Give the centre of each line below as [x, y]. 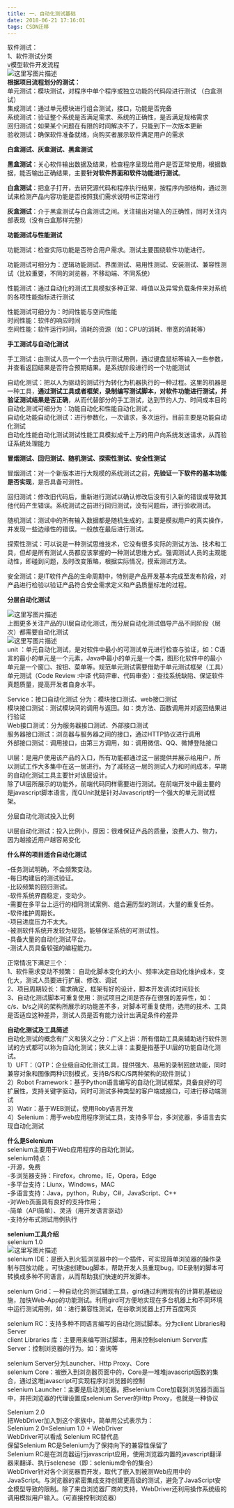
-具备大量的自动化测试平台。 [48, 939]
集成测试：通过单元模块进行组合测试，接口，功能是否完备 [89, 108]
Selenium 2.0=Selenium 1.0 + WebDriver [65, 1428]
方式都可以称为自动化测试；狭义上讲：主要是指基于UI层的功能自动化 [117, 1047]
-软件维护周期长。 [33, 913]
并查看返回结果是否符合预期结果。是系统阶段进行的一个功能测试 [99, 368]
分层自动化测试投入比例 [41, 816]
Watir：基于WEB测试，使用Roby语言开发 [75, 1109]
